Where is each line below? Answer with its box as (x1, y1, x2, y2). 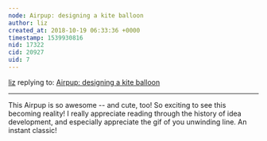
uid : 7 (8, 56, 30, 64)
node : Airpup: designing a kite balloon (8, 11, 145, 20)
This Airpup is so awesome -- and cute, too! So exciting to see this (8, 100, 226, 109)
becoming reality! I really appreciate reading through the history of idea (8, 109, 242, 118)
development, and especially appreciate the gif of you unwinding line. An (8, 116, 247, 127)
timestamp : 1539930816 (8, 33, 83, 42)
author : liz (8, 19, 48, 27)
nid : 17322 (8, 41, 44, 49)
